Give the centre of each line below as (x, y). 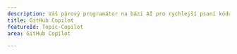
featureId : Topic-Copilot (45, 27)
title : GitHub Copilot (41, 20)
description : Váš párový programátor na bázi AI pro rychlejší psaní (112, 14)
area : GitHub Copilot (39, 33)
